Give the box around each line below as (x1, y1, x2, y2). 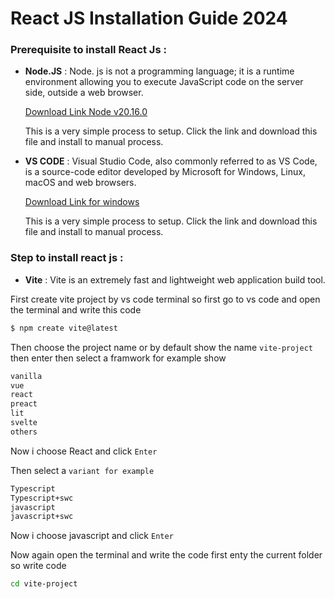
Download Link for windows (24, 196, 140, 208)
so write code (10, 560, 67, 572)
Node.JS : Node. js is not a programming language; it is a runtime (24, 65, 295, 77)
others (10, 427, 38, 437)
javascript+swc (10, 512, 74, 522)
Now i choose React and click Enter (10, 445, 158, 457)
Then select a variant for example (10, 464, 155, 476)
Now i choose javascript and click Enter (10, 530, 174, 542)
